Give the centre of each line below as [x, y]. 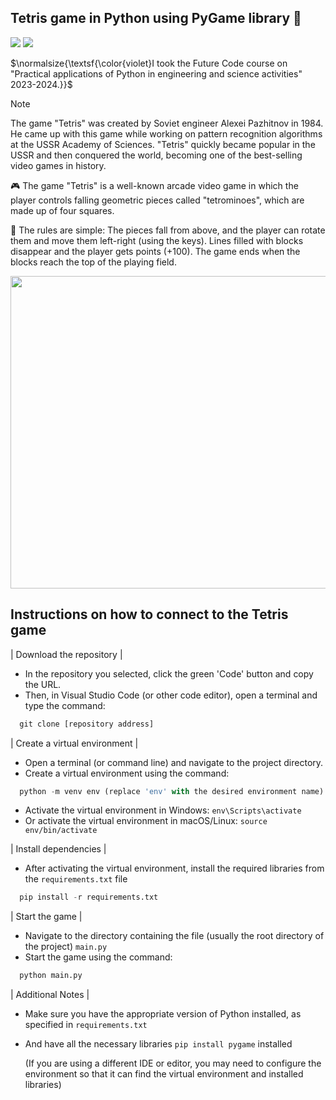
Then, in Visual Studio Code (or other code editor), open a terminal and [171, 695]
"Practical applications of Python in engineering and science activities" [156, 73]
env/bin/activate [61, 831]
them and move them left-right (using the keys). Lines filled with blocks [157, 240]
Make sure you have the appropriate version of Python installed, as [163, 1014]
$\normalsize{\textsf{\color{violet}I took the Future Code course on [149, 63]
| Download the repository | [66, 654]
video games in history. [58, 165]
